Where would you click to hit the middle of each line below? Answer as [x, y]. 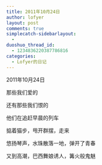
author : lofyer [25, 17]
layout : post [22, 23]
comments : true [25, 28]
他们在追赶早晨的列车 [32, 118]
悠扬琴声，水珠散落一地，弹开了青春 [51, 143]
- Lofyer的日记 [29, 62]
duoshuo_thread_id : [31, 45]
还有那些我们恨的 [27, 105]
